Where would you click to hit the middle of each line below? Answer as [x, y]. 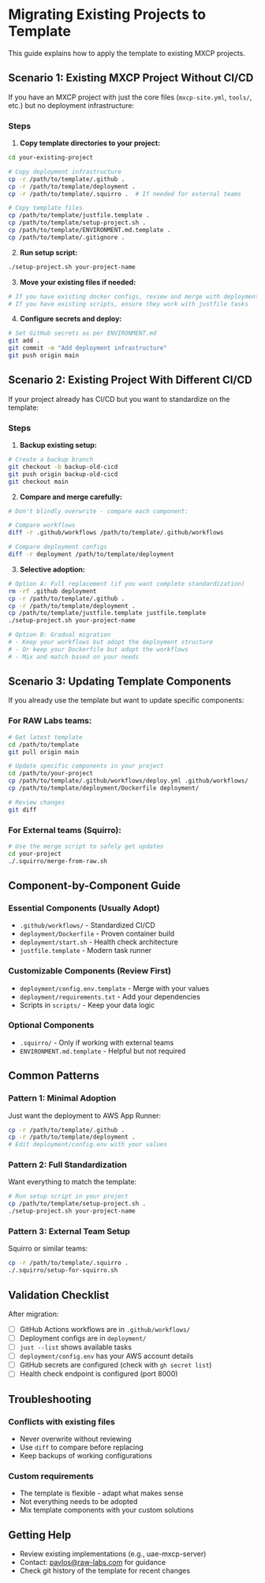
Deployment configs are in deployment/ [83, 1338]
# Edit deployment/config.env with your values [88, 1145]
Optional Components [51, 1026]
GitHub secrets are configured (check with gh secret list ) [116, 1365]
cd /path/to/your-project [50, 774]
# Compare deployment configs [58, 547]
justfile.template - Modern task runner [86, 951]
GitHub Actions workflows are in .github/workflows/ [105, 1329]
